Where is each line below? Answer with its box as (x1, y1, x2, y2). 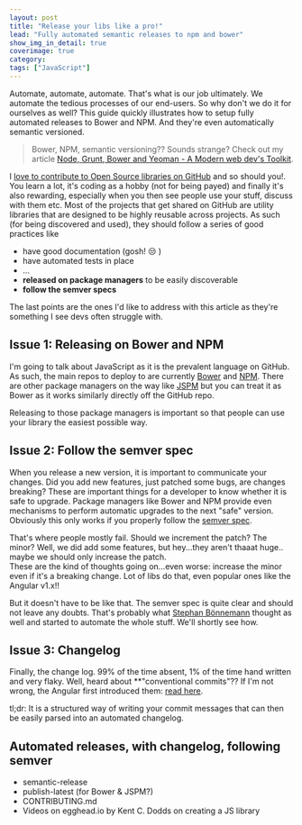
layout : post (9, 13, 59, 23)
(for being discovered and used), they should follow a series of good (9, 218, 264, 230)
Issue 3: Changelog (9, 642, 122, 657)
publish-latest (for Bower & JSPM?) (22, 786, 154, 797)
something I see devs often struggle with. (9, 311, 164, 322)
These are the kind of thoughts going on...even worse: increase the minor (9, 560, 282, 572)
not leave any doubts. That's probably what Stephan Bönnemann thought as (9, 607, 292, 618)
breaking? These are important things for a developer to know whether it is (9, 485, 287, 496)
